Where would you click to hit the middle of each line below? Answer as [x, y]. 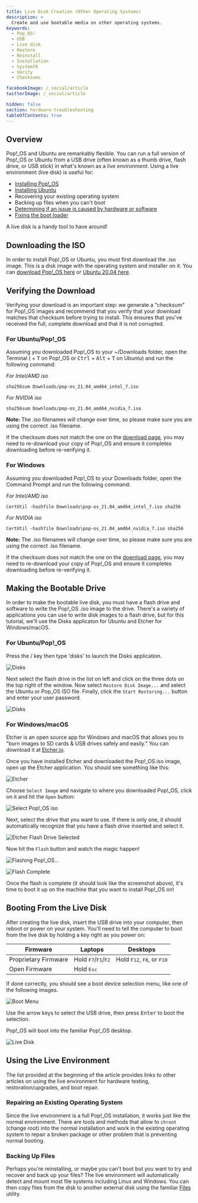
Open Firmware [30, 969]
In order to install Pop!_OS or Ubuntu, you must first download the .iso [91, 260]
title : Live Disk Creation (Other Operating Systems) [74, 12]
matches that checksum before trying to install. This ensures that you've [94, 317]
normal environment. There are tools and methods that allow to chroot [91, 1121]
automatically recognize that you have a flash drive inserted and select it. [95, 826]
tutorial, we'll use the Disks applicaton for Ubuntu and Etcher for [84, 621]
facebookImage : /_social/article [47, 88]
